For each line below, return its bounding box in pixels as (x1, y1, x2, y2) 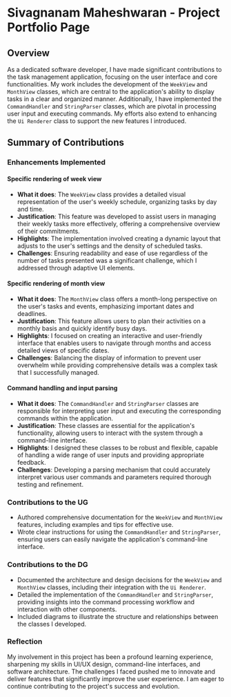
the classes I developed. (17, 620, 87, 628)
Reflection (7, 637, 43, 647)
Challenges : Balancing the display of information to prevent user (17, 353, 201, 362)
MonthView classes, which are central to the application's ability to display (7, 88, 215, 95)
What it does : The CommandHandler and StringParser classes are (17, 399, 199, 407)
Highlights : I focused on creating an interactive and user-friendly (17, 331, 203, 340)
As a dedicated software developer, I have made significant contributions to (7, 66, 222, 73)
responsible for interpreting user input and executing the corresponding (17, 407, 221, 415)
